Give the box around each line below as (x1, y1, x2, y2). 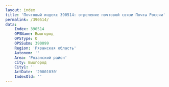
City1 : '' (14, 64, 36, 70)
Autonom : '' (14, 50, 40, 55)
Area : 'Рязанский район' (14, 55, 67, 60)
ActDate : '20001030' (14, 70, 58, 75)
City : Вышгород (14, 60, 47, 65)
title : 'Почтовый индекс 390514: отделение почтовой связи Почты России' (5, 12, 166, 17)
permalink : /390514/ (5, 17, 50, 22)
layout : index (5, 7, 36, 13)
